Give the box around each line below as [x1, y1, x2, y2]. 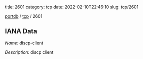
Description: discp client [5, 49, 54, 55]
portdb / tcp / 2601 [5, 13, 43, 19]
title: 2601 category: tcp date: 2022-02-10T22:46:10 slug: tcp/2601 [5, 4, 139, 10]
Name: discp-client [5, 40, 44, 46]
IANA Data [5, 27, 37, 35]
